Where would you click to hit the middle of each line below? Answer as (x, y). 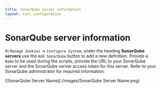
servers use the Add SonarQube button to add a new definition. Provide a (77, 56)
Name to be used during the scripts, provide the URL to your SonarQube (75, 61)
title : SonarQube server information (43, 9)
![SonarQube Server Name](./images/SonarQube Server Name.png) (73, 81)
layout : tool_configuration (33, 14)
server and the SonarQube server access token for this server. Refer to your (80, 66)
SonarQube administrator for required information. (55, 71)
